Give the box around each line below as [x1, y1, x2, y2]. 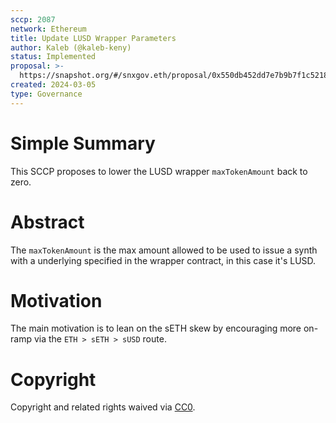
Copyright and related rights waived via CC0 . [10, 401, 196, 413]
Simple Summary [10, 132, 156, 155]
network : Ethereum [10, 24, 87, 34]
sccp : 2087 [10, 14, 56, 25]
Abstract [10, 211, 85, 233]
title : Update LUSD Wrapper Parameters [10, 33, 177, 43]
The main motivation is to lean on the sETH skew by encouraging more [10, 322, 302, 335]
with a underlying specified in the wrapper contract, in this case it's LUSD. [10, 254, 317, 266]
